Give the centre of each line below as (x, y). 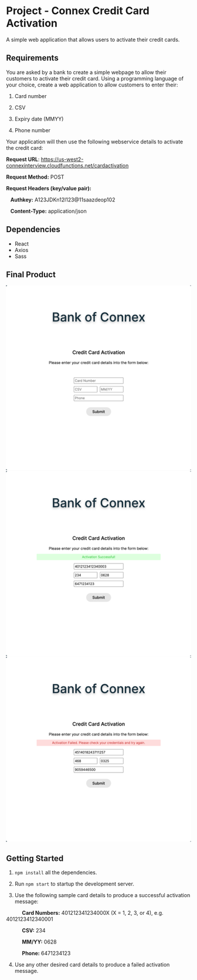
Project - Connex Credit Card (78, 11)
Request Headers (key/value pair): (49, 188)
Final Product (31, 274)
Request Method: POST (35, 177)
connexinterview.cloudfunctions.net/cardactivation (67, 165)
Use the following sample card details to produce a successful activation (102, 895)
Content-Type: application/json (48, 211)
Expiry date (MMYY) (39, 119)
